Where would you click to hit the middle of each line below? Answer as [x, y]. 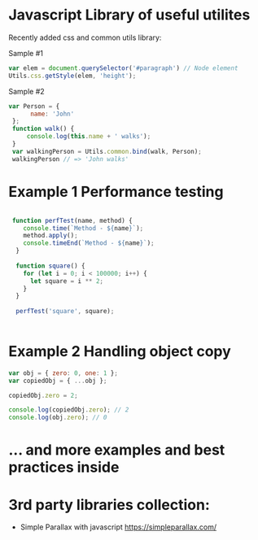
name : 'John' [52, 114]
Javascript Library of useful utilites [129, 15]
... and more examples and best [117, 450]
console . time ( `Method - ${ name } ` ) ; [83, 228]
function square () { [50, 266]
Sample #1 [26, 53]
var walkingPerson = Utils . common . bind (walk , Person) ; [107, 151]
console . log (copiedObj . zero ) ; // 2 [69, 410]
